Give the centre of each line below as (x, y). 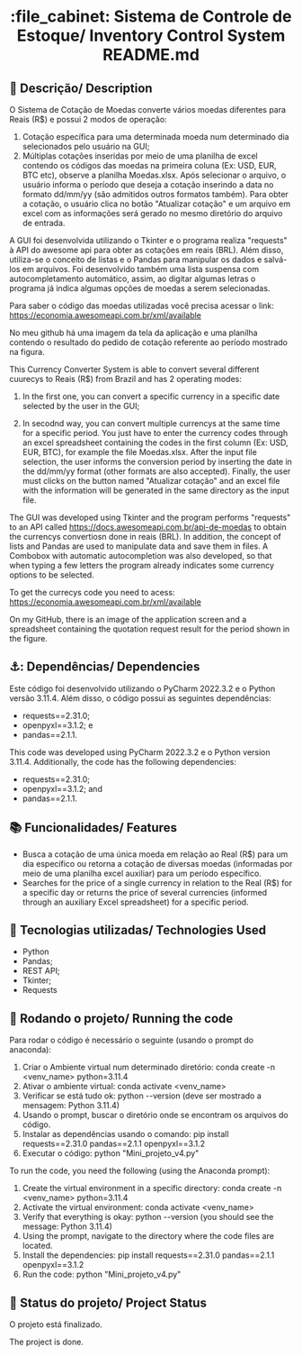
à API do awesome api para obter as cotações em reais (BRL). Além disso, (147, 250)
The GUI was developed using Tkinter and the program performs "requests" (150, 517)
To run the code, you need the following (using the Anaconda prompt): (140, 1171)
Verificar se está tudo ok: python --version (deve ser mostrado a (142, 1096)
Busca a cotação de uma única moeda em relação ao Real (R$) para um (155, 854)
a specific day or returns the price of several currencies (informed (145, 892)
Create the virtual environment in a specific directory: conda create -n (152, 1188)
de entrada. (44, 223)
